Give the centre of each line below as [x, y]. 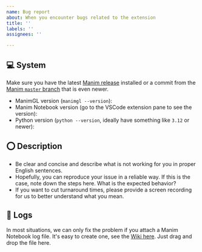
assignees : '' [24, 35]
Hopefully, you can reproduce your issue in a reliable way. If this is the [103, 177]
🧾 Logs [19, 215]
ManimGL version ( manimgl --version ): [63, 101]
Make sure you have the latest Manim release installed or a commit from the [101, 82]
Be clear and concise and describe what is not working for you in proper [105, 164]
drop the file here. [29, 242]
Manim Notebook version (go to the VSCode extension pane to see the [103, 107]
